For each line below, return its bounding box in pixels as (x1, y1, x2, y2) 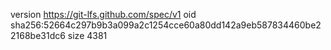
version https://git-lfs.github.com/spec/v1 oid (10, 9, 197, 20)
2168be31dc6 (10, 30, 66, 41)
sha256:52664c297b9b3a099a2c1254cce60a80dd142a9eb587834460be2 (10, 19, 322, 31)
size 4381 (67, 30, 108, 41)
